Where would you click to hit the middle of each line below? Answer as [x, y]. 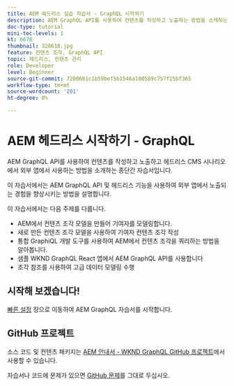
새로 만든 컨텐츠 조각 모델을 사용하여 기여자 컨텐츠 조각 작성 [98, 232]
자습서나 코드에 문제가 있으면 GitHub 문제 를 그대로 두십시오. [89, 375]
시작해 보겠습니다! [44, 291]
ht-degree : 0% [28, 98]
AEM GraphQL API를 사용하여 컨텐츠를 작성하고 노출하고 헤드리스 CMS [104, 161]
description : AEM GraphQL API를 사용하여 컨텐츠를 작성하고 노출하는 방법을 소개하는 [117, 20]
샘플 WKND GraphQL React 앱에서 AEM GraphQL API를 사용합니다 [110, 258]
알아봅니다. [32, 249]
